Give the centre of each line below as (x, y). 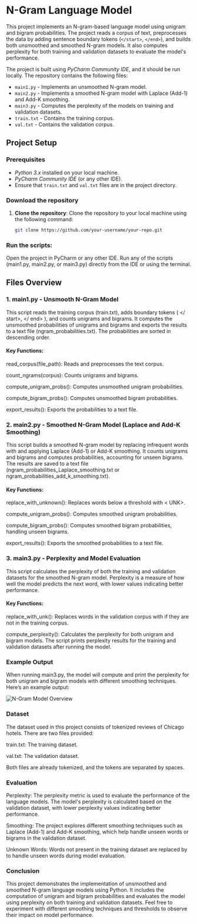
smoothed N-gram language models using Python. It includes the (85, 890)
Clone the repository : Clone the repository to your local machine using (101, 213)
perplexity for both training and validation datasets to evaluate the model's (96, 51)
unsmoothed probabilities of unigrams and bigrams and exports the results (96, 325)
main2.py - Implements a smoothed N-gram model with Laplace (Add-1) (101, 93)
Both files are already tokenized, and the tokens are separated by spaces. (95, 767)
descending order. (28, 337)
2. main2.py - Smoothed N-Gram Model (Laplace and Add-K (94, 424)
